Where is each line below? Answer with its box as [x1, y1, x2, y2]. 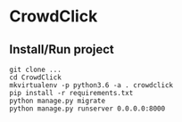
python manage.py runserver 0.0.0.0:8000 [9, 104, 166, 113]
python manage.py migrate [9, 96, 105, 105]
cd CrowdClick [9, 73, 62, 82]
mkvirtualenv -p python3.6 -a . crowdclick [9, 81, 174, 90]
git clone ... [9, 65, 62, 74]
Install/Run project [9, 42, 114, 57]
